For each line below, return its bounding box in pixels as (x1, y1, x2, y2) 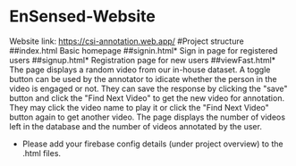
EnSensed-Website (9, 6, 156, 27)
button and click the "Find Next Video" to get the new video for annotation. (9, 92, 284, 104)
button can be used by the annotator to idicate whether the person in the (9, 73, 277, 84)
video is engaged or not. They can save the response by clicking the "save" (9, 83, 288, 94)
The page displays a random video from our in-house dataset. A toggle (9, 64, 271, 75)
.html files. (21, 147, 61, 158)
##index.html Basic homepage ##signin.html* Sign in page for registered (9, 45, 278, 55)
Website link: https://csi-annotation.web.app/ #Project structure (9, 36, 244, 46)
